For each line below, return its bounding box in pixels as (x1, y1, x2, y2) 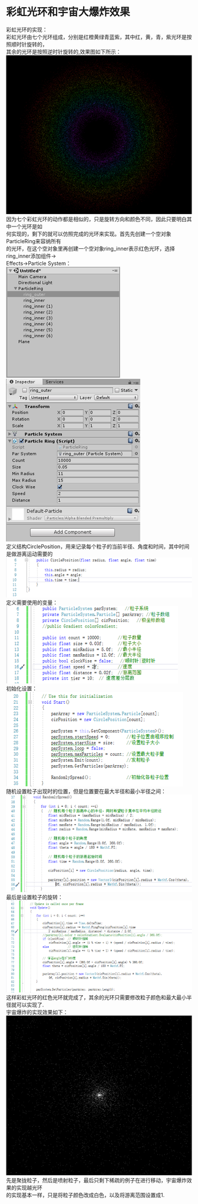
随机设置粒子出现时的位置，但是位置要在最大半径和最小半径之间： (6, 788, 166, 795)
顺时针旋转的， (11, 41, 48, 48)
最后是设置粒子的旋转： (6, 893, 63, 900)
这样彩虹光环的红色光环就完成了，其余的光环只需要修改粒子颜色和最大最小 (6, 993, 187, 1000)
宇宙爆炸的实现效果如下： (6, 1008, 68, 1015)
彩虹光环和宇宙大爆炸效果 (6, 5, 131, 19)
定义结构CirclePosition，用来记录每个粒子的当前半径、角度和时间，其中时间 (6, 543, 190, 550)
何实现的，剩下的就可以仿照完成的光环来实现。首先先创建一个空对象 (6, 231, 171, 238)
